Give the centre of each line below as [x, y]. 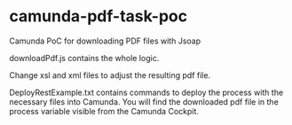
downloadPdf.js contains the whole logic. [84, 58]
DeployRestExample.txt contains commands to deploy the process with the [146, 92]
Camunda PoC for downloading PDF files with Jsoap [105, 41]
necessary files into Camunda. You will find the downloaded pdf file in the [144, 102]
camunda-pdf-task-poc [99, 16]
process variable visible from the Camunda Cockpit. [104, 111]
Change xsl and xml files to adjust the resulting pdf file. [110, 75]
